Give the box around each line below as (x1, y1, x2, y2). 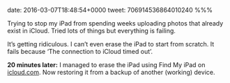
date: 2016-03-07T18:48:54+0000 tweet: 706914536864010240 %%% (7, 6, 213, 14)
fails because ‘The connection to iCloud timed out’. (7, 48, 153, 55)
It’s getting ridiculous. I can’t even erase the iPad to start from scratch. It (7, 40, 215, 48)
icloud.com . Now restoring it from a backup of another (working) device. (7, 68, 215, 76)
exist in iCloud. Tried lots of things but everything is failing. (7, 27, 176, 35)
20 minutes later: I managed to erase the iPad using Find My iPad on (7, 61, 206, 68)
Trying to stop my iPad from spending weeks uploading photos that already (7, 19, 224, 27)
